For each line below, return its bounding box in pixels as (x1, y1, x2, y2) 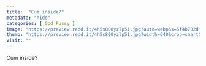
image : (6, 26, 23, 32)
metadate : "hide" (6, 15, 51, 21)
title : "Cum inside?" (6, 9, 64, 15)
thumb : (6, 32, 23, 38)
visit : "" (6, 37, 32, 43)
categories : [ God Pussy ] (6, 20, 75, 26)
